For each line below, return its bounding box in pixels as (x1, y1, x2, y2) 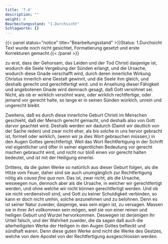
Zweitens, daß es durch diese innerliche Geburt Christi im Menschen (5, 112, 147, 118)
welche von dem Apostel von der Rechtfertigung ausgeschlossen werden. (5, 233, 158, 239)
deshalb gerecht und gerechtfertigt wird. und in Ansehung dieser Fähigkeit (5, 81, 159, 87)
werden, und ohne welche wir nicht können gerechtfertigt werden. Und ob (5, 185, 158, 191)
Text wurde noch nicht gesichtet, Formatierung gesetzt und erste (5, 45, 139, 51)
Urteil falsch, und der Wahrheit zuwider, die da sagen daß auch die (5, 217, 143, 223)
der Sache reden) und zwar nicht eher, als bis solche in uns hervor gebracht (5, 128, 162, 134)
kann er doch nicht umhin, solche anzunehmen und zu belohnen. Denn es (5, 196, 158, 202)
